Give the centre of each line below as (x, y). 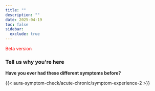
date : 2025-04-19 (24, 20)
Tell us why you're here (35, 62)
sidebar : (15, 29)
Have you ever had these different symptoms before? (63, 73)
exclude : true (25, 34)
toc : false (17, 24)
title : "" (16, 10)
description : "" (23, 15)
